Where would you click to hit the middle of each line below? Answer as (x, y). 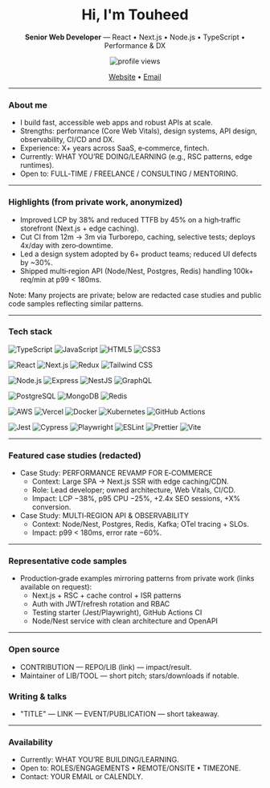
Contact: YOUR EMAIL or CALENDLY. (81, 777)
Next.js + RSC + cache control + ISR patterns (106, 595)
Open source (34, 650)
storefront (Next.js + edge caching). (79, 228)
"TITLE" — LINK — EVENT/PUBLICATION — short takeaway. (119, 714)
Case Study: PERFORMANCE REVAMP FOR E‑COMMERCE (116, 473)
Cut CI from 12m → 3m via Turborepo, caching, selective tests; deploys (137, 237)
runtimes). (37, 165)
